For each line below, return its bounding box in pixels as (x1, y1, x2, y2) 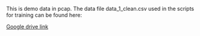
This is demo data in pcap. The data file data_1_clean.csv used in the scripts (6, 5, 195, 12)
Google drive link (6, 23, 49, 30)
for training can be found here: (6, 11, 83, 19)
